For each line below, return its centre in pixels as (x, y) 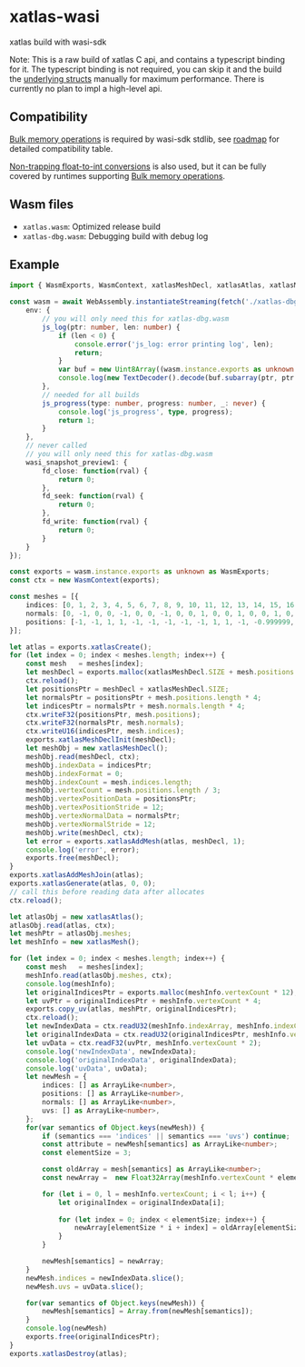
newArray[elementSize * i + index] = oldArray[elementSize (188, 1228)
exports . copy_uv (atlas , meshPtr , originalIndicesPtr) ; (132, 1009)
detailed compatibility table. (61, 148)
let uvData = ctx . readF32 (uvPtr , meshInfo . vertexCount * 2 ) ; (144, 1043)
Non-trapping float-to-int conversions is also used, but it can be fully (138, 166)
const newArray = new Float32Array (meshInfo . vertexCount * (158, 1178)
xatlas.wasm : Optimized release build (92, 226)
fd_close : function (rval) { (95, 471)
